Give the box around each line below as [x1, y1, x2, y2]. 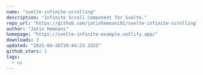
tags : [6, 54, 20, 60]
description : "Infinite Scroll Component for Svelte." [6, 15, 147, 21]
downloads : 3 [6, 37, 39, 43]
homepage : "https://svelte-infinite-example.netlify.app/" [6, 31, 158, 37]
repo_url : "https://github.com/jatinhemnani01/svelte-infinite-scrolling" [6, 20, 199, 26]
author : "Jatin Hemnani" [6, 25, 69, 32]
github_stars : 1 [6, 48, 47, 54]
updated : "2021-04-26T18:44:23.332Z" [6, 43, 101, 49]
